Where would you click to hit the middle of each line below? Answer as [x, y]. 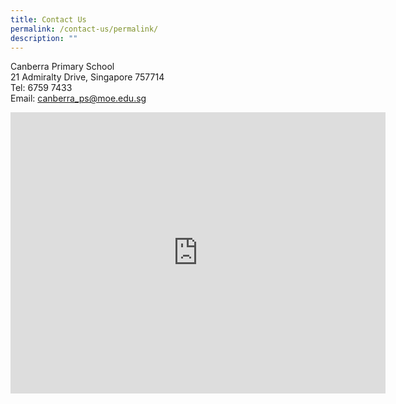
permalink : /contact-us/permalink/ [84, 29]
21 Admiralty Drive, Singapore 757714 [87, 77]
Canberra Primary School [62, 67]
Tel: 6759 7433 [41, 88]
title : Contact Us [48, 19]
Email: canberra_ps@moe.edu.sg [78, 98]
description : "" [44, 38]
